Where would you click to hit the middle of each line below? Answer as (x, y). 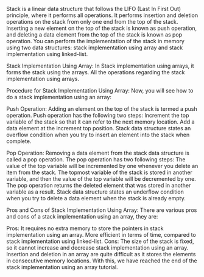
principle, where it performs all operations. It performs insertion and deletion (102, 15)
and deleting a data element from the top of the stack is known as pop (94, 35)
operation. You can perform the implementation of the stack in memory (95, 41)
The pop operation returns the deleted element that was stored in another (99, 185)
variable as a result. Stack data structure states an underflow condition (95, 192)
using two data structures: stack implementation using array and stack (95, 47)
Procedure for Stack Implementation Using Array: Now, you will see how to (100, 90)
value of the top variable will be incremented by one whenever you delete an (102, 166)
